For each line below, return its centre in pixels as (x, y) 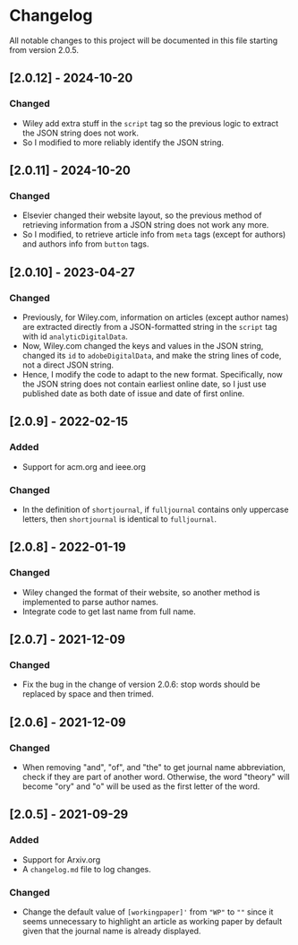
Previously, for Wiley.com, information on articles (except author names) (155, 317)
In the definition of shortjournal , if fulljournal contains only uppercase (155, 509)
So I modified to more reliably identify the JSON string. (123, 142)
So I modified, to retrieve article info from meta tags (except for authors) (154, 235)
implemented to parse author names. (90, 602)
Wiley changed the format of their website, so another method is (141, 592)
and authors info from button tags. (85, 244)
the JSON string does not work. (80, 133)
